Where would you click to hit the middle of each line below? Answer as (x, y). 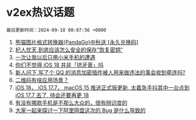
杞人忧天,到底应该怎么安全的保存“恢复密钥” (69, 50)
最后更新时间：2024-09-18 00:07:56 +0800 (56, 30)
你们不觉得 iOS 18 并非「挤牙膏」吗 (59, 65)
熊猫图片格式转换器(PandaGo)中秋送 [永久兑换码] (77, 42)
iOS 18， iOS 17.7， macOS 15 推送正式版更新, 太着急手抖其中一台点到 (102, 87)
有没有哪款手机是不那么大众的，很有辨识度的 (71, 102)
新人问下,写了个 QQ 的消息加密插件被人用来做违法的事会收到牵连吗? (100, 72)
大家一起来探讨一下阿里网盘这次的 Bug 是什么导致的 (80, 110)
